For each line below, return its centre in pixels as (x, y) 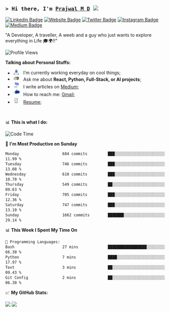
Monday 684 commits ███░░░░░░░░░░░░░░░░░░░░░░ (85, 154)
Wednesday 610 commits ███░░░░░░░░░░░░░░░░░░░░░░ (85, 174)
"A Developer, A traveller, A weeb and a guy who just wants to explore (78, 35)
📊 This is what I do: (26, 122)
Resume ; (32, 102)
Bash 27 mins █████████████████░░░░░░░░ (85, 247)
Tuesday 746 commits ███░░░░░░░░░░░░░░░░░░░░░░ (85, 164)
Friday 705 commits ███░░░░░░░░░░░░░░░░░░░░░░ (85, 195)
